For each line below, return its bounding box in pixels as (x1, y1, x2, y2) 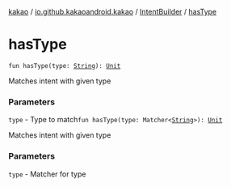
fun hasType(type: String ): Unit (8, 62, 121, 70)
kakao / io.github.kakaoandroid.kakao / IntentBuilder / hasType (8, 7, 217, 16)
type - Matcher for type (8, 169, 86, 179)
